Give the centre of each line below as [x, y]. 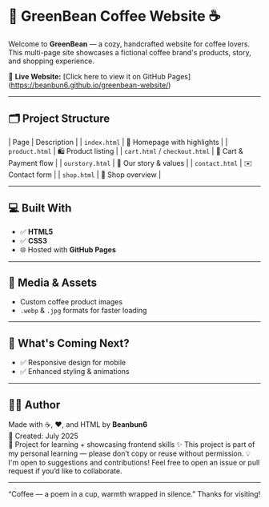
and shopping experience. [51, 61]
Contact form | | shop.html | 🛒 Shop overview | [85, 175]
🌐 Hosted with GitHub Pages [68, 249]
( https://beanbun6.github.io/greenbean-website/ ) [90, 85]
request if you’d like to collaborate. [65, 471]
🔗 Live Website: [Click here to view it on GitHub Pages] [100, 76]
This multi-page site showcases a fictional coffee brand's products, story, [130, 52]
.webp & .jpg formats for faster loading [83, 311]
